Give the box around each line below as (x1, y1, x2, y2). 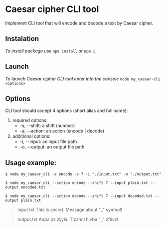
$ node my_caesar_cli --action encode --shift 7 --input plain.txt (5, 180, 149, 185)
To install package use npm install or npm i (5, 47, 96, 53)
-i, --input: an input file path (19, 138, 77, 144)
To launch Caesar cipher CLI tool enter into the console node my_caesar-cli (5, 75, 161, 81)
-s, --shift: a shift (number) (19, 122, 75, 128)
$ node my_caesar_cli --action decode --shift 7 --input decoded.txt (5, 193, 153, 198)
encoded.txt (20, 185, 46, 190)
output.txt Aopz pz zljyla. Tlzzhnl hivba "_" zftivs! (17, 216, 119, 222)
